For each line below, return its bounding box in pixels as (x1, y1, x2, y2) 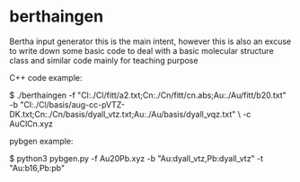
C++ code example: (9, 72, 83, 82)
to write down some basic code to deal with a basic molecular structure (9, 45, 274, 56)
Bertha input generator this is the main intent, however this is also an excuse (9, 36, 292, 47)
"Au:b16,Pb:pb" (9, 162, 66, 173)
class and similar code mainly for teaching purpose (9, 55, 199, 65)
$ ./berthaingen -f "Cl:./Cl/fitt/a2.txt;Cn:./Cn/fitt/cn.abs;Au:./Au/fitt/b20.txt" (9, 90, 287, 100)
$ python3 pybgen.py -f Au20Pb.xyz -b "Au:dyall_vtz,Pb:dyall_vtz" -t (9, 152, 263, 163)
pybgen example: (9, 135, 74, 146)
